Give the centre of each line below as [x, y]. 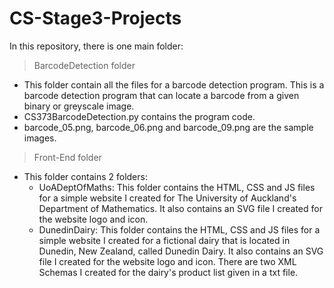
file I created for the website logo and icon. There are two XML [167, 261]
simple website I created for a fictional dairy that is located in [164, 240]
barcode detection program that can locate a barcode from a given [161, 95]
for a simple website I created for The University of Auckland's [167, 198]
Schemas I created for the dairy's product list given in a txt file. [168, 272]
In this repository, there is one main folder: [96, 46]
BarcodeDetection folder [84, 65]
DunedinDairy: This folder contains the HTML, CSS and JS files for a [179, 229]
